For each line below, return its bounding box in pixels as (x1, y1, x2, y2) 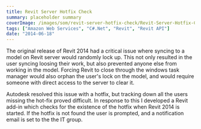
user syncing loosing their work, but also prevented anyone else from (6, 60, 178, 67)
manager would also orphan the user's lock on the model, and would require (6, 73, 194, 80)
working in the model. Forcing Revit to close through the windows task (6, 66, 179, 73)
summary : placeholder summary (6, 14, 82, 20)
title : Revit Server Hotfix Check (6, 8, 93, 15)
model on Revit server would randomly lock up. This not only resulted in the (6, 54, 193, 61)
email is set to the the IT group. (6, 116, 83, 123)
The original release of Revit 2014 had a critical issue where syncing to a (6, 47, 185, 54)
